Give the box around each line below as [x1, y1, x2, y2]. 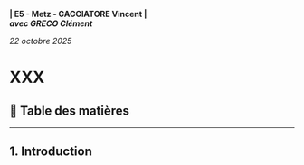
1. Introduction [9, 144, 92, 160]
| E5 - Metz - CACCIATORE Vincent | [9, 9, 147, 19]
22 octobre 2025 [9, 36, 72, 46]
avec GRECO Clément [9, 18, 93, 29]
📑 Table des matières [9, 103, 129, 118]
